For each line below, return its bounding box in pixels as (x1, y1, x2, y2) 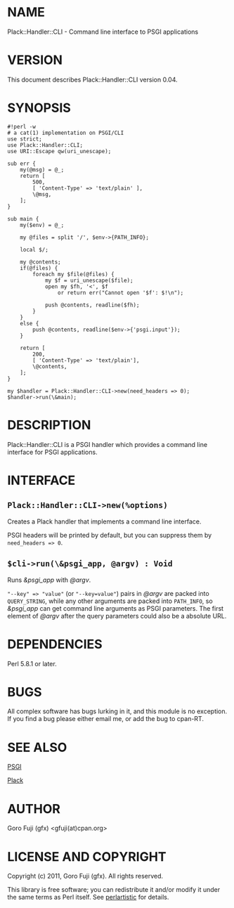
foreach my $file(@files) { (32, 271, 115, 278)
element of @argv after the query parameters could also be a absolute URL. (7, 611, 227, 620)
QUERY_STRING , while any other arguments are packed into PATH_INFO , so (7, 597, 213, 605)
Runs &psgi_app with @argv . (7, 576, 91, 584)
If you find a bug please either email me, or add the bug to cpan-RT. (7, 715, 204, 723)
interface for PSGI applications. (7, 448, 98, 456)
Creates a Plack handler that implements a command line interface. (7, 517, 202, 526)
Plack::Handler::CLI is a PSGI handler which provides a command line (7, 440, 208, 448)
